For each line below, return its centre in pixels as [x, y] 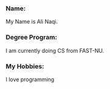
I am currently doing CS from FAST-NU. [55, 50]
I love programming [30, 79]
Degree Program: [32, 38]
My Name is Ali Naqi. [32, 22]
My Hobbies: [25, 66]
